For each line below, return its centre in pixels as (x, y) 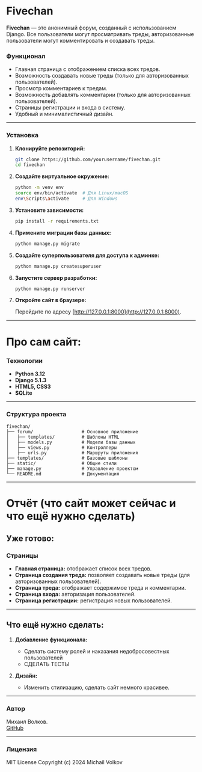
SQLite (23, 393)
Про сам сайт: (44, 342)
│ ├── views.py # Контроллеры (62, 448)
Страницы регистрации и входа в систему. (70, 108)
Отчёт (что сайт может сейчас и (91, 503)
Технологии (25, 360)
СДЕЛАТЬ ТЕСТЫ (47, 664)
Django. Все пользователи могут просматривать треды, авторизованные (100, 34)
